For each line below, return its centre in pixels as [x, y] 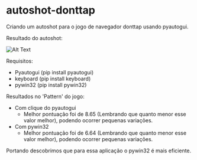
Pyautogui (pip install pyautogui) [54, 72]
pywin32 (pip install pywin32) [51, 85]
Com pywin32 [32, 126]
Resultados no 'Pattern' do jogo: [45, 96]
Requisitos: [20, 61]
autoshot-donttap [51, 10]
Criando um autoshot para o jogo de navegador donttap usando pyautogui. [97, 27]
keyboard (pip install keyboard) [53, 79]
